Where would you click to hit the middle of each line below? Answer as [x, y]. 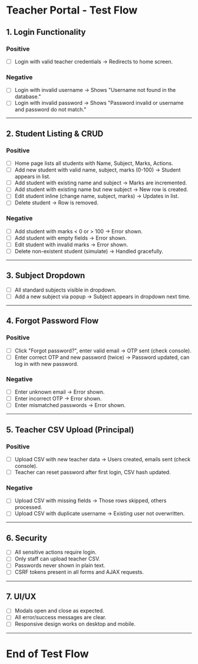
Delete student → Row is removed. [57, 203]
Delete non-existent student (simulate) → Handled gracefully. [89, 251]
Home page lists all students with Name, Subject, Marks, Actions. [94, 163]
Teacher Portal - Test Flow [72, 10]
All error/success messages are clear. [60, 617]
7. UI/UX [21, 597]
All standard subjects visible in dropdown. [65, 290]
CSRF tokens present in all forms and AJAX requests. [79, 572]
